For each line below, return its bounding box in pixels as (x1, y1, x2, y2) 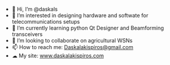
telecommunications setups (11, 18, 81, 25)
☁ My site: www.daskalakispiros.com (11, 52, 104, 59)
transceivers (11, 31, 43, 38)
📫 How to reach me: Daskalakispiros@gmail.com (11, 44, 134, 50)
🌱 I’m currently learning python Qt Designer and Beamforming (11, 24, 164, 31)
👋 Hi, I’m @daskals (11, 6, 58, 12)
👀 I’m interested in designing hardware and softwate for (11, 12, 149, 19)
